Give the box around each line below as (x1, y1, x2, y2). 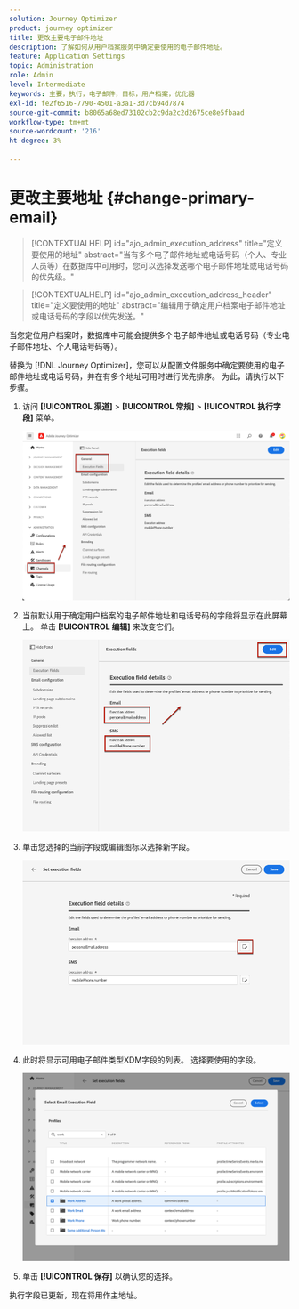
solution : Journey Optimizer (9, 14, 117, 23)
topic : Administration (9, 61, 93, 70)
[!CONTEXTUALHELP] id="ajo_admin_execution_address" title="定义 (30, 238, 283, 248)
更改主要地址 (9, 188, 104, 208)
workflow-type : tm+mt (9, 117, 90, 126)
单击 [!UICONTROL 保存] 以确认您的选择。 (21, 1271, 178, 1281)
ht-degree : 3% (9, 136, 62, 146)
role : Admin (9, 71, 53, 80)
